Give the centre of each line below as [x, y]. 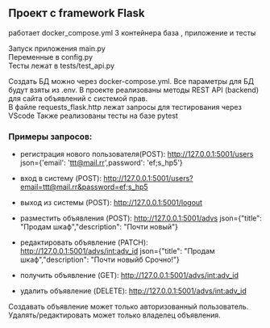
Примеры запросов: [50, 137]
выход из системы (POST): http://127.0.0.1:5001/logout [111, 203]
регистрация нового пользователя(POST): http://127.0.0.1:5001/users [137, 154]
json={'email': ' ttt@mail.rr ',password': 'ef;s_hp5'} [101, 163]
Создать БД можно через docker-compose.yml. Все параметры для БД [131, 81]
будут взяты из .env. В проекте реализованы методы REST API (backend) [134, 90]
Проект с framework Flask [77, 13]
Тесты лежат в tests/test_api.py [62, 65]
